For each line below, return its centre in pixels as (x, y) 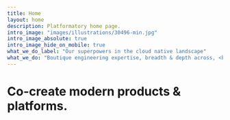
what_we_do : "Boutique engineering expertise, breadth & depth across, (111, 58)
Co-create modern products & (94, 91)
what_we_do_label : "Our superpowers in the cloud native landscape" (107, 52)
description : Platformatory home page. (64, 26)
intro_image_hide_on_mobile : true (56, 45)
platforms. (37, 106)
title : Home (24, 13)
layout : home (26, 20)
